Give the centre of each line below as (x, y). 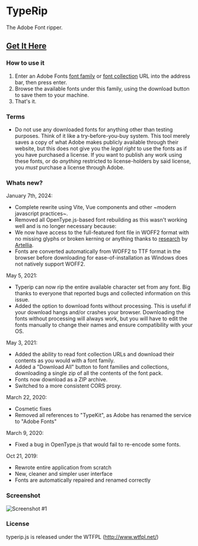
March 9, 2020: (25, 433)
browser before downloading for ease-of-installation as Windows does (101, 258)
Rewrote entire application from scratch (63, 468)
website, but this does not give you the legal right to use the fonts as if (101, 148)
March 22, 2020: (27, 397)
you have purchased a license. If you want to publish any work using (98, 154)
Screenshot (23, 495)
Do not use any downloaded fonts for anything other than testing (94, 130)
